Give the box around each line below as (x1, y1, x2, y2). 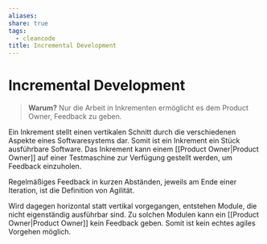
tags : (8, 27, 27, 35)
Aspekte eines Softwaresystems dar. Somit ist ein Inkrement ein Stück (8, 136, 240, 146)
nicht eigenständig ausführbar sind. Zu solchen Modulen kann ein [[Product (8, 210, 260, 220)
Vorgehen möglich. (8, 227, 72, 237)
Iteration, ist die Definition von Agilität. (8, 186, 135, 196)
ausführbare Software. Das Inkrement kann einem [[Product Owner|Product (8, 144, 259, 154)
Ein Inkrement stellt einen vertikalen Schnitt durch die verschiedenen (8, 127, 236, 137)
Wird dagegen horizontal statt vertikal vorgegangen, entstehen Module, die (8, 201, 257, 211)
